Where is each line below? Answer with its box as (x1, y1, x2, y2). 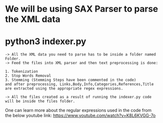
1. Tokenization (5, 69, 38, 74)
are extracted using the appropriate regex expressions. (5, 86, 123, 91)
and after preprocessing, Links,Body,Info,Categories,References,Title (5, 82, 154, 87)
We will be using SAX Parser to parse (5, 3, 159, 15)
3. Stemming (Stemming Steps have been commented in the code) (5, 78, 137, 83)
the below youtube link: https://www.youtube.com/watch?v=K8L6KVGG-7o (5, 113, 156, 119)
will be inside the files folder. (5, 99, 76, 104)
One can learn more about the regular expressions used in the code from (5, 107, 152, 113)
